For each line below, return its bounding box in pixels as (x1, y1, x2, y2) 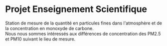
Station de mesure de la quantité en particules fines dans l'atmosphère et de (5, 20, 162, 26)
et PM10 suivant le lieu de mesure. (5, 36, 76, 42)
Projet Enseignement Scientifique (5, 3, 147, 15)
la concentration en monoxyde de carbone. (5, 25, 94, 31)
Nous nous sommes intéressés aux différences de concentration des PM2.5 (5, 30, 161, 36)
